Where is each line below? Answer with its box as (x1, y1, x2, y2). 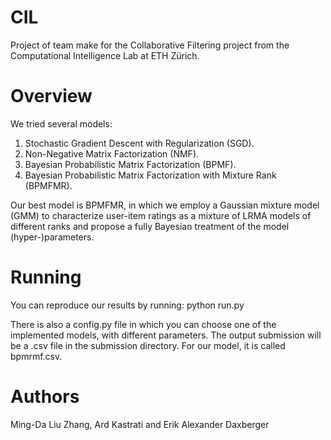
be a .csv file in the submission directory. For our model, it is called (10, 339, 286, 351)
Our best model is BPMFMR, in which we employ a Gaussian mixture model (10, 199, 320, 211)
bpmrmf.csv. (10, 350, 63, 362)
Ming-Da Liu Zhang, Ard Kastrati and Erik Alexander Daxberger (10, 418, 270, 430)
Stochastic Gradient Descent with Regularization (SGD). (24, 137, 255, 149)
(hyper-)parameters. (10, 231, 95, 243)
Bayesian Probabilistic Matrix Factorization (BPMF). (24, 158, 237, 170)
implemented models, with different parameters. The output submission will (10, 329, 322, 341)
